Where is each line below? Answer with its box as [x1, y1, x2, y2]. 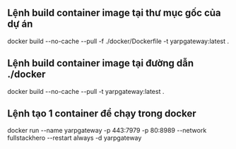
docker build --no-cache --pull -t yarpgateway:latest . [7, 87, 165, 95]
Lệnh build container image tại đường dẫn [7, 57, 194, 69]
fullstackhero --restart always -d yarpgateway [7, 133, 142, 142]
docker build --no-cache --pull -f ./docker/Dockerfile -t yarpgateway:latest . [7, 37, 230, 45]
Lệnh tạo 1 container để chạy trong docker [7, 107, 196, 120]
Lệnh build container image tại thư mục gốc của [7, 7, 221, 19]
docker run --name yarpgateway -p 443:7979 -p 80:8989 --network [7, 126, 207, 135]
